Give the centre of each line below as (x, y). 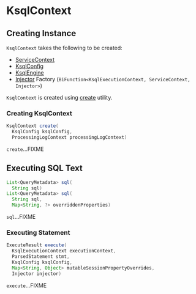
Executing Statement (38, 233)
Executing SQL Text (44, 168)
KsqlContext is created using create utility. (59, 97)
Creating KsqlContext (39, 113)
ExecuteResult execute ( (37, 245)
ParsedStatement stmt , (41, 257)
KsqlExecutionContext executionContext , (64, 251)
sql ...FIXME (21, 217)
